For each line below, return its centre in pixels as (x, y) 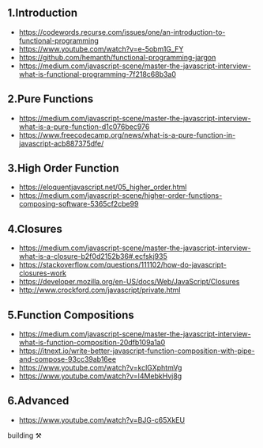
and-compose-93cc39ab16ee (67, 359)
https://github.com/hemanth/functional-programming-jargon (117, 57)
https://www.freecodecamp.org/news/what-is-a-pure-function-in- (127, 135)
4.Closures (35, 229)
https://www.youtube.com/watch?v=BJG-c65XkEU (102, 420)
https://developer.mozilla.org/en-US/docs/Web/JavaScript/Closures (129, 282)
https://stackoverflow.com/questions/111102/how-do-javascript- (122, 265)
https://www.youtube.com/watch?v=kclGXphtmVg (100, 368)
